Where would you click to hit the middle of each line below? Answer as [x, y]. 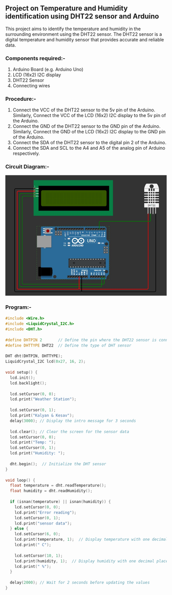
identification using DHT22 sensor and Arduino [82, 17]
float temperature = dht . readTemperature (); [58, 486]
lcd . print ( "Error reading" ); [46, 512]
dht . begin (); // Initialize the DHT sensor [58, 464]
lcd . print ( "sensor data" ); [43, 523]
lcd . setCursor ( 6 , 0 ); [37, 534]
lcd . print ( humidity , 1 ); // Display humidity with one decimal [84, 561]
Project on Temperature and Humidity [67, 8]
